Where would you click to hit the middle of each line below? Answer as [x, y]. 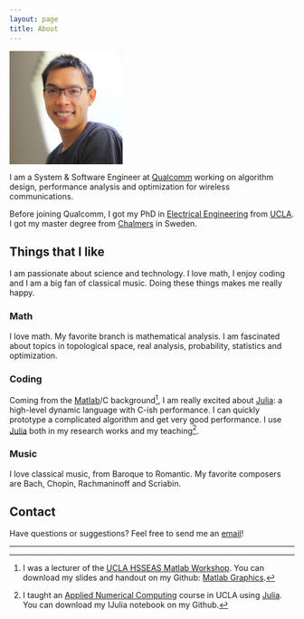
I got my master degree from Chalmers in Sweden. [103, 223]
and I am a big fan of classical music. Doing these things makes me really [146, 283]
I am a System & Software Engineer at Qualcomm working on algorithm [142, 177]
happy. [22, 293]
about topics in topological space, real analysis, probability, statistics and [146, 345]
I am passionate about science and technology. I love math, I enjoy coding [147, 274]
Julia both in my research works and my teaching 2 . [104, 430]
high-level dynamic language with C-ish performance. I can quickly [135, 410]
